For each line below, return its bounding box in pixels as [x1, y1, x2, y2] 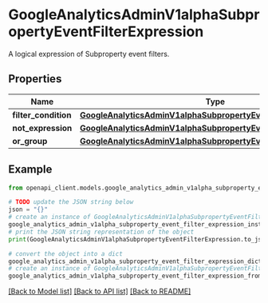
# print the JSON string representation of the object [8, 228, 195, 236]
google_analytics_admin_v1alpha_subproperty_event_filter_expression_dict [8, 257, 262, 265]
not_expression [12, 122, 73, 134]
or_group [12, 135, 48, 146]
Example [8, 162, 53, 177]
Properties [8, 72, 62, 86]
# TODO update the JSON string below [8, 198, 134, 206]
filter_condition [12, 110, 72, 121]
